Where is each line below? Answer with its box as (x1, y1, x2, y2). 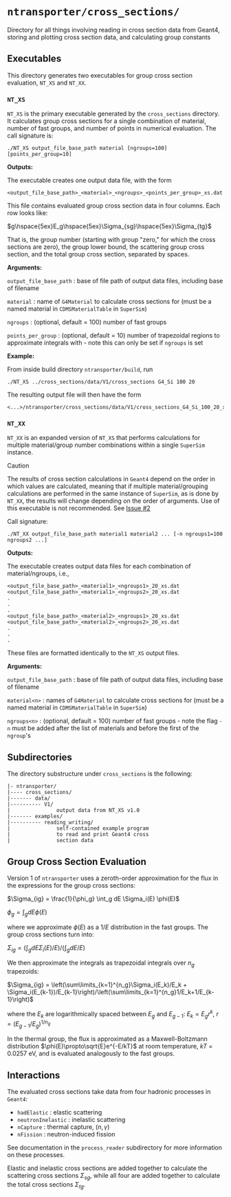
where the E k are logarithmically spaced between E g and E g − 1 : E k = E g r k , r (7, 1009, 219, 1020)
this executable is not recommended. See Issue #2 (7, 504, 151, 512)
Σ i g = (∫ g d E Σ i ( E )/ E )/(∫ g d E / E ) (7, 943, 86, 954)
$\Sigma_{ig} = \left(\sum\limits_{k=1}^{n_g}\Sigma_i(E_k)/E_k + (7, 980, 188, 989)
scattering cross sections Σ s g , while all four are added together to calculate (7, 1172, 221, 1181)
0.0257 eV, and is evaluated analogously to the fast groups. (7, 1049, 175, 1057)
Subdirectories (7, 751, 72, 763)
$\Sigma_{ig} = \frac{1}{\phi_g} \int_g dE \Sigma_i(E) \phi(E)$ (7, 894, 180, 903)
